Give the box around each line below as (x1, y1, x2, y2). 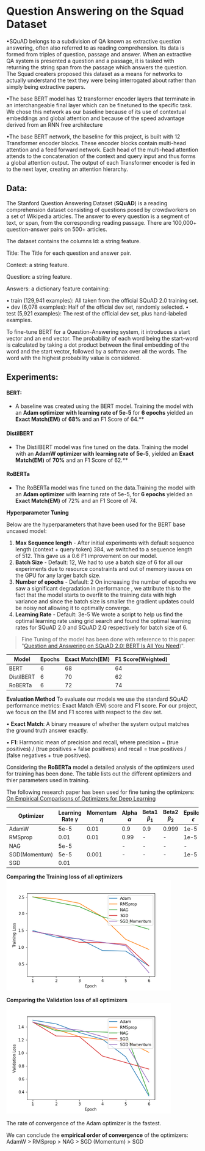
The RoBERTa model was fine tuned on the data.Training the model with (15, 484, 196, 491)
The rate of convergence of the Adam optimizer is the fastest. (6, 1119, 162, 1126)
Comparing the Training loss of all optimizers (6, 873, 123, 880)
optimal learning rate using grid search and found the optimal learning (15, 617, 191, 624)
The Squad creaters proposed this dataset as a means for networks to (6, 70, 183, 77)
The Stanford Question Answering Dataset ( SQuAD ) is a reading (6, 199, 168, 206)
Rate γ (62, 815, 78, 823)
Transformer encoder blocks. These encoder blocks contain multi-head (6, 139, 186, 146)
